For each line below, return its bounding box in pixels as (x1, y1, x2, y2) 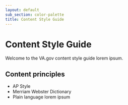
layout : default (5, 7, 39, 13)
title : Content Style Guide (5, 17, 65, 22)
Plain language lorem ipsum (12, 94, 71, 100)
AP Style (12, 83, 31, 89)
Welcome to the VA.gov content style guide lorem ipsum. (5, 55, 123, 61)
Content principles (5, 70, 66, 78)
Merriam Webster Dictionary (12, 89, 72, 95)
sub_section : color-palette (5, 12, 65, 17)
